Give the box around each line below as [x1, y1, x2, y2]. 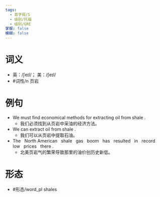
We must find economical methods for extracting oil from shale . [12, 114, 146, 120]
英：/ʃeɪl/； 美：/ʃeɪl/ [12, 72, 56, 78]
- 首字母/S [10, 12, 30, 17]
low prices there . [12, 143, 54, 149]
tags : [5, 7, 17, 13]
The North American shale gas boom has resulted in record [12, 138, 155, 144]
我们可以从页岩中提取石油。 [20, 132, 78, 138]
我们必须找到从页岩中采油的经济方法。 [20, 120, 100, 126]
